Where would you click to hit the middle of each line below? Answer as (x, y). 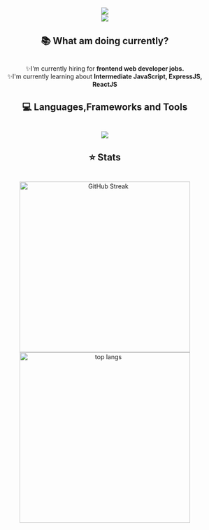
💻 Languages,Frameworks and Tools (105, 107)
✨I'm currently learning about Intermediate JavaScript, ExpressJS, (105, 76)
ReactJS (105, 84)
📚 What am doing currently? (105, 41)
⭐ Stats (105, 158)
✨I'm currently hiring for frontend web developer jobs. (105, 69)
